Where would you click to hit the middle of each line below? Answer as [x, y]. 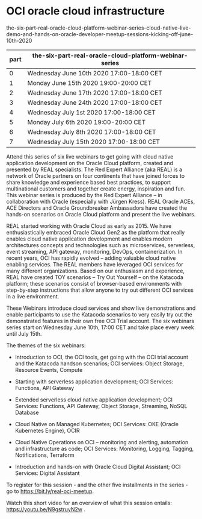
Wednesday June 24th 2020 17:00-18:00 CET [95, 102]
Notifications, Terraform [44, 455]
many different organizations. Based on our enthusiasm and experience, [96, 271]
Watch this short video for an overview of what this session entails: [89, 503]
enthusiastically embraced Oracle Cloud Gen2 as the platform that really [96, 232]
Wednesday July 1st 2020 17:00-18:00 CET [92, 112]
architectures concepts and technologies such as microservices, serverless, [101, 245]
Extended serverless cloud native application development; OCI [94, 400]
